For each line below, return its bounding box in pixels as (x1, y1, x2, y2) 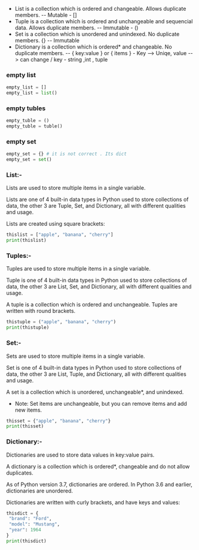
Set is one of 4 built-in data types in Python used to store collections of (6, 364, 182, 371)
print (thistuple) (6, 324, 50, 331)
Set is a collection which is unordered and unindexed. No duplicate (14, 31, 180, 38)
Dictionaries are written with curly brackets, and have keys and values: (6, 499, 180, 506)
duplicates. (6, 469, 34, 476)
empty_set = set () (6, 157, 52, 163)
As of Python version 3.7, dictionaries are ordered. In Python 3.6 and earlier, (6, 481, 193, 488)
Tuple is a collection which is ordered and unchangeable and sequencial (14, 18, 193, 25)
